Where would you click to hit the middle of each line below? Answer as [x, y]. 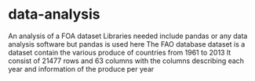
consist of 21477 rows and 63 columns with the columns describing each [126, 61]
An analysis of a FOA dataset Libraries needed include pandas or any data [128, 36]
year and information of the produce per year [81, 69]
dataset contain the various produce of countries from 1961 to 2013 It [120, 52]
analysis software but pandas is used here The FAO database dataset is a [127, 44]
